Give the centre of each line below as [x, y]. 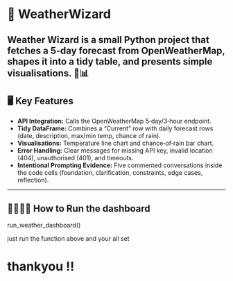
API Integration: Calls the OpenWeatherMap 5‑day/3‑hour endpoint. [114, 121]
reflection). [33, 180]
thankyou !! [41, 267]
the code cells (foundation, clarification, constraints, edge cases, [110, 173]
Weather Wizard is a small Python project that [108, 40]
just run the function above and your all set [68, 239]
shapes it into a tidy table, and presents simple [110, 61]
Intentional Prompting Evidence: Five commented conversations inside [120, 165]
